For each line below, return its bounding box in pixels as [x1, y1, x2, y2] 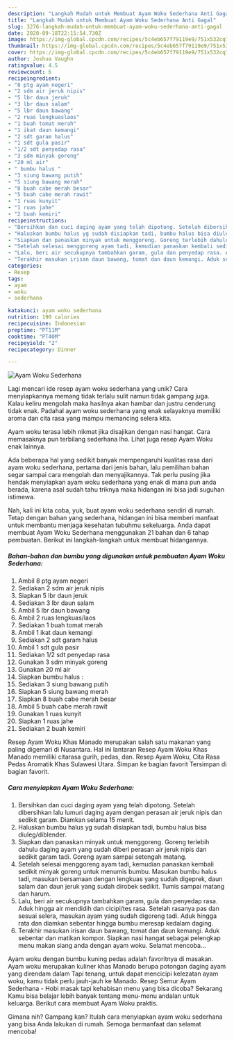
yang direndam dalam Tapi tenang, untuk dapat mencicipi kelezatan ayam [8, 969, 219, 978]
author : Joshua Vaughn [8, 56, 74, 63]
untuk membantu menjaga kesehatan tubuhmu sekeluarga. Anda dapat [8, 521, 211, 529]
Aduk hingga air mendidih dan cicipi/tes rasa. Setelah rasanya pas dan [17, 905, 219, 913]
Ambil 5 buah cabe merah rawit [17, 702, 108, 711]
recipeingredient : [8, 74, 61, 82]
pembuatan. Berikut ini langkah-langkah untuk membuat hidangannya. [8, 536, 209, 544]
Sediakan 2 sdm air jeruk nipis [17, 584, 105, 592]
